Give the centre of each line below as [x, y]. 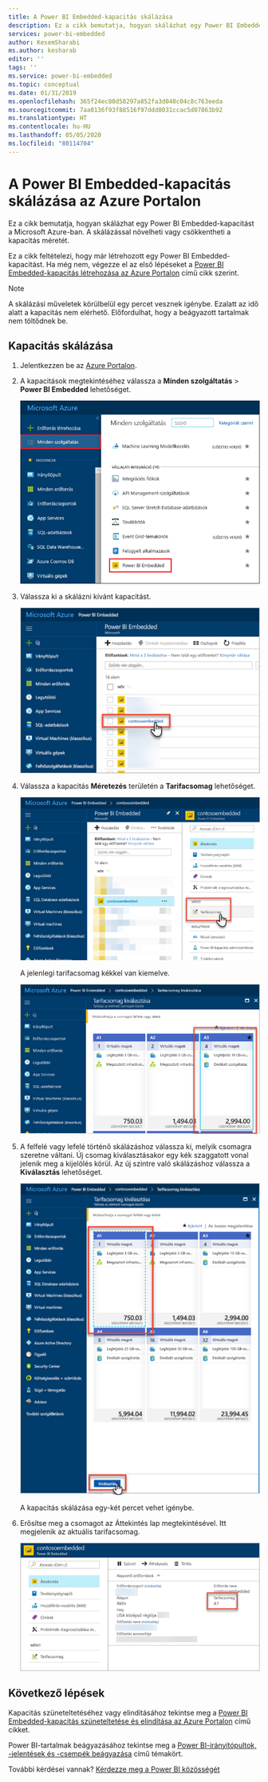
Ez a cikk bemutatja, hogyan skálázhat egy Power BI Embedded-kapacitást [131, 223]
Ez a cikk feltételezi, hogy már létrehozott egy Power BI [99, 255]
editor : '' [26, 59]
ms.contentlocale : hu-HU [49, 127]
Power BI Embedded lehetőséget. [75, 389]
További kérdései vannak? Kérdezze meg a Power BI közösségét [114, 1769]
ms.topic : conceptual [44, 84]
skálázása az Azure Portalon [105, 201]
